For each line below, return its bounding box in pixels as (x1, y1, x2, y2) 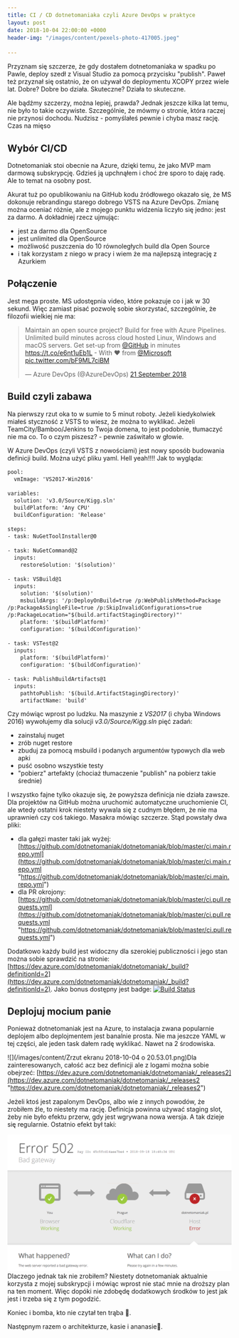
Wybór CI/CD (7, 142, 68, 154)
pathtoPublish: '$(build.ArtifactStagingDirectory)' (20, 690, 180, 697)
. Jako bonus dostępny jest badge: (50, 985, 152, 993)
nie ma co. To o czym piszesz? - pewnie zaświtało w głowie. (7, 432, 184, 441)
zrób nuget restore (17, 738, 73, 747)
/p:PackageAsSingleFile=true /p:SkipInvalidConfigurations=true (7, 604, 202, 611)
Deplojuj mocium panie (7, 1005, 112, 1017)
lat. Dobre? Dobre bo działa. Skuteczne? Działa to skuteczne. (7, 85, 186, 94)
